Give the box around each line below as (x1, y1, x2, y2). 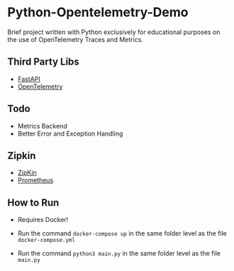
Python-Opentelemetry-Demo (7, 4, 189, 21)
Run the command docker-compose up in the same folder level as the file (17, 229, 227, 238)
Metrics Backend (17, 121, 67, 130)
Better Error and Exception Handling (17, 129, 123, 138)
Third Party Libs (7, 56, 79, 68)
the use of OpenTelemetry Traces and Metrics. (7, 35, 144, 43)
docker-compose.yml (17, 237, 76, 244)
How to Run (7, 197, 60, 209)
